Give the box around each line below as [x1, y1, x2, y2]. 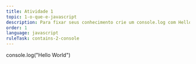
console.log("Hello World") [6, 52, 71, 58]
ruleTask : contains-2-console [6, 35, 80, 41]
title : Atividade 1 [6, 8, 54, 15]
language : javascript [6, 30, 59, 36]
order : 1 [6, 24, 27, 31]
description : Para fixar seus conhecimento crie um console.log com [6, 19, 176, 25]
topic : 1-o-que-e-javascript [6, 14, 77, 20]
